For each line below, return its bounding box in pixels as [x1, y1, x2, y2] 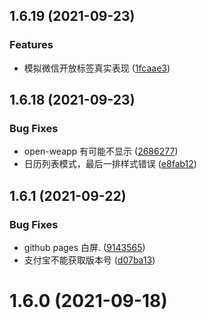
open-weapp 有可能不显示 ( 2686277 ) [23, 145, 179, 158]
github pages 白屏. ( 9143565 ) [23, 242, 146, 254]
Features [9, 38, 54, 52]
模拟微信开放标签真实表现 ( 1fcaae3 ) [23, 62, 171, 74]
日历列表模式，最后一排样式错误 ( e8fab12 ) [23, 158, 197, 170]
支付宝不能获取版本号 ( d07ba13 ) [23, 254, 156, 266]
